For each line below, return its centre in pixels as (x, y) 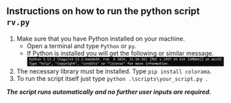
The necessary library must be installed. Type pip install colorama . (114, 71)
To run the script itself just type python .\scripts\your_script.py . (112, 78)
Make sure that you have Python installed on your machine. (101, 38)
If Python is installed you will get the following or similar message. (120, 53)
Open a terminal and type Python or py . (82, 46)
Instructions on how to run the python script (103, 11)
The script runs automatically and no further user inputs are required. (109, 91)
